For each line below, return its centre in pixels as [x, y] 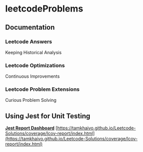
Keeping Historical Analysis [33, 52]
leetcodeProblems [44, 9]
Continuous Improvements [33, 76]
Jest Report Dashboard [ [31, 128]
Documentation [30, 27]
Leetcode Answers [29, 42]
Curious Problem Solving [31, 100]
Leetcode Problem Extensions [42, 89]
